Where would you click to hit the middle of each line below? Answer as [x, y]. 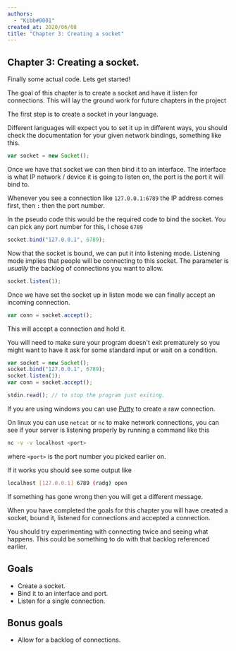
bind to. [18, 184]
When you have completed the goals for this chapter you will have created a [118, 510]
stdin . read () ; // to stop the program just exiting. [86, 395]
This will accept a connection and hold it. [67, 329]
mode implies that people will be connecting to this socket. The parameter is [118, 260]
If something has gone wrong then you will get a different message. [105, 496]
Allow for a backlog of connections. [69, 640]
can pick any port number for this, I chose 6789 [75, 226]
